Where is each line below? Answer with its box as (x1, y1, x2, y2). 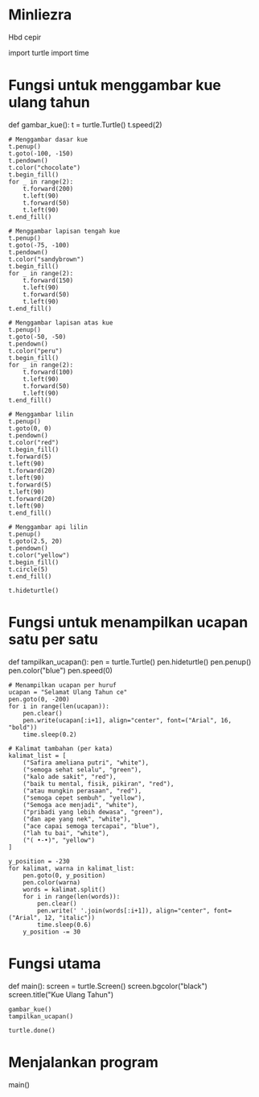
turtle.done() (8, 1026, 56, 1034)
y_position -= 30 (23, 928, 81, 936)
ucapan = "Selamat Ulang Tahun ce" (8, 688, 128, 696)
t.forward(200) (23, 184, 74, 192)
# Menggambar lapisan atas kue (8, 318, 113, 327)
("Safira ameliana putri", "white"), (23, 759, 150, 767)
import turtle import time (8, 48, 90, 57)
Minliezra (8, 6, 72, 24)
